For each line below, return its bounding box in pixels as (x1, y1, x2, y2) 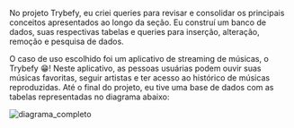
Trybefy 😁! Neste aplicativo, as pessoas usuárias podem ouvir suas (9, 63, 262, 73)
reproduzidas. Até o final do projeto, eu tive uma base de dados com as (9, 82, 274, 92)
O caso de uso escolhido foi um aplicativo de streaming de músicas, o (9, 54, 270, 64)
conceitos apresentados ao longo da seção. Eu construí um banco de (9, 17, 267, 28)
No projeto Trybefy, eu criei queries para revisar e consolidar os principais (9, 8, 285, 18)
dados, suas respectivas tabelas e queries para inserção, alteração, (9, 27, 260, 37)
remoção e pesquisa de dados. (9, 36, 124, 47)
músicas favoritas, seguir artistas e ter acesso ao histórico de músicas (9, 73, 271, 83)
